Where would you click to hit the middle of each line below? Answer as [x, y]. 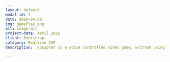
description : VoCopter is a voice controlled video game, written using [85, 47]
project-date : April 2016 [33, 33]
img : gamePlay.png [25, 24]
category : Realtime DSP [31, 43]
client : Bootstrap [25, 38]
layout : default [22, 10]
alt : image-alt [21, 29]
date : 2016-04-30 [24, 19]
